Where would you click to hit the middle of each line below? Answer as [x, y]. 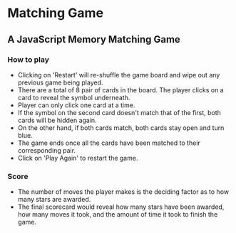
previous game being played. [60, 82]
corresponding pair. [47, 150]
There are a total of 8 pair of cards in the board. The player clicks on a [120, 90]
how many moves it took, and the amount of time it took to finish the [118, 215]
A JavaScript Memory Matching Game [94, 39]
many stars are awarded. [54, 200]
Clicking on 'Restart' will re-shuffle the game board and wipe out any [119, 75]
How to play [29, 60]
